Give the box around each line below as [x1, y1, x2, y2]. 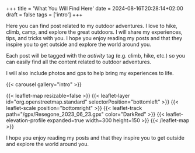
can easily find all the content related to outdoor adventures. [6, 58, 152, 65]
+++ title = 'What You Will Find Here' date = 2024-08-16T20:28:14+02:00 [6, 5, 184, 12]
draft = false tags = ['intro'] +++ [6, 11, 83, 18]
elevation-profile [6, 117, 46, 124]
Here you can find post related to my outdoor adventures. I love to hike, [6, 23, 178, 29]
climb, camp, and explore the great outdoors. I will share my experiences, [6, 29, 183, 35]
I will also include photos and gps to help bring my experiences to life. [6, 70, 174, 76]
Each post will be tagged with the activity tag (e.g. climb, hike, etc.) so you [6, 52, 186, 59]
